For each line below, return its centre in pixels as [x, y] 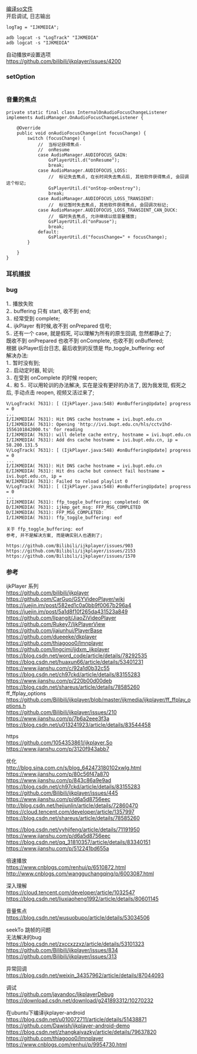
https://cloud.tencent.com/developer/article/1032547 [71, 892]
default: [48, 232]
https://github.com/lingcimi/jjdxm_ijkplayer [58, 650]
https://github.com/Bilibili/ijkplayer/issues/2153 [71, 551]
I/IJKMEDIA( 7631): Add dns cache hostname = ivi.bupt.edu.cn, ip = [92, 440]
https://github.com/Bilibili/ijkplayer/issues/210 [61, 712]
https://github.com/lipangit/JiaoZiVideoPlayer [61, 618]
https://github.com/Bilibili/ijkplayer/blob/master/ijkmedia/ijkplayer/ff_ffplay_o [98, 700]
